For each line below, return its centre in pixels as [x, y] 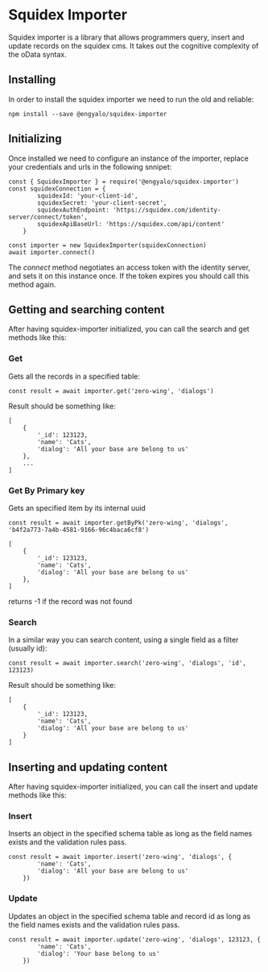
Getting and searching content [87, 310]
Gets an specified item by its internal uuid [77, 508]
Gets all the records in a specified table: [74, 376]
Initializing [35, 139]
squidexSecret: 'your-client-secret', [102, 203]
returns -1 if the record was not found [70, 601]
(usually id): [28, 648]
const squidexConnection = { [57, 189]
